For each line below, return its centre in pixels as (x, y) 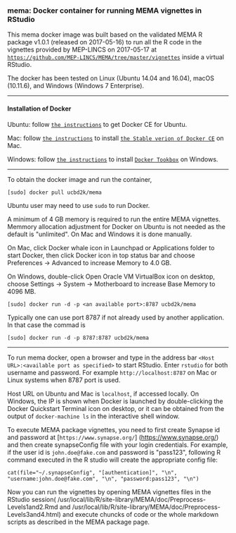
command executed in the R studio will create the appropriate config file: (112, 460)
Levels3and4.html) (34, 514)
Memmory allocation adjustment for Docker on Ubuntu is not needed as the (117, 226)
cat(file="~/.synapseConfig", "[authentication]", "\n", (92, 472)
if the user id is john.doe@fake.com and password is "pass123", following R (114, 452)
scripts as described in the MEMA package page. (78, 522)
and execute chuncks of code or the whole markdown (140, 514)
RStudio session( (32, 499)
